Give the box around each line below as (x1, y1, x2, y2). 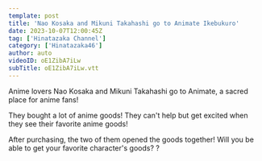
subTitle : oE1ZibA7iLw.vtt (8, 64, 99, 72)
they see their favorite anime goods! (8, 118, 129, 129)
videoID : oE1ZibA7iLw (8, 57, 81, 65)
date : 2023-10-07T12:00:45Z (8, 27, 103, 35)
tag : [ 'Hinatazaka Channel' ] (8, 34, 106, 43)
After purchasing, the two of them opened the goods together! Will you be (8, 134, 254, 144)
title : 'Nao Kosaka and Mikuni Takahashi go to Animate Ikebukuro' (8, 19, 240, 27)
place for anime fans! (8, 94, 79, 105)
